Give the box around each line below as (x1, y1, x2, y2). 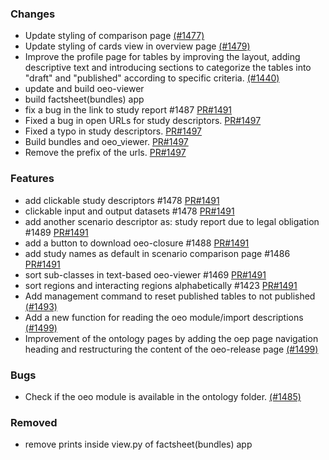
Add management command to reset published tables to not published (24, 290, 316, 302)
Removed (10, 415, 58, 429)
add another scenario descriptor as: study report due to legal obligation (24, 215, 320, 227)
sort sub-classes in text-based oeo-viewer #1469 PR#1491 (24, 268, 267, 281)
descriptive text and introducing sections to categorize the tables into (24, 62, 312, 74)
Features (10, 172, 55, 186)
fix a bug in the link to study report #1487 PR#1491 (24, 104, 233, 116)
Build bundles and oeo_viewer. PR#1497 (24, 136, 189, 148)
